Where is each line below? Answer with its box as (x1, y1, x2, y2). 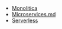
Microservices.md (11, 11, 56, 18)
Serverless (11, 17, 38, 24)
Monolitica (11, 5, 38, 12)
